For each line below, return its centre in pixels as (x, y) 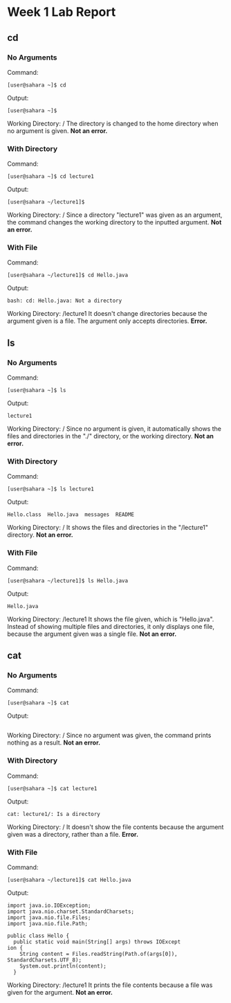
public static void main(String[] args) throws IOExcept (97, 942)
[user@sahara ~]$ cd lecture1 (51, 177)
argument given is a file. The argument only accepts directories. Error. (107, 321)
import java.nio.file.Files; (49, 918)
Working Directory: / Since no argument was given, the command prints (109, 736)
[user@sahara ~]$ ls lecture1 (51, 489)
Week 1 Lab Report (62, 12)
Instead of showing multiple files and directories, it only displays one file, (111, 626)
